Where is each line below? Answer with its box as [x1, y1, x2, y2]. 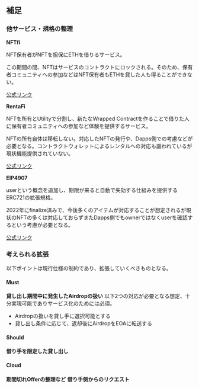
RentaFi [6, 102, 25, 110]
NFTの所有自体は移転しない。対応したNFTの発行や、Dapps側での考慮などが [6, 135, 193, 142]
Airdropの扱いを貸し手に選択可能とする [14, 313, 111, 320]
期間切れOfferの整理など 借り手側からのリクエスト [6, 376, 130, 383]
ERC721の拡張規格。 [6, 194, 56, 201]
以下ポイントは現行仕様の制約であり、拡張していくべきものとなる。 [6, 264, 172, 271]
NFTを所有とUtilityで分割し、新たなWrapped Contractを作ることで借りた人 [6, 115, 190, 122]
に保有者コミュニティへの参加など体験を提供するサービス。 [6, 122, 152, 129]
